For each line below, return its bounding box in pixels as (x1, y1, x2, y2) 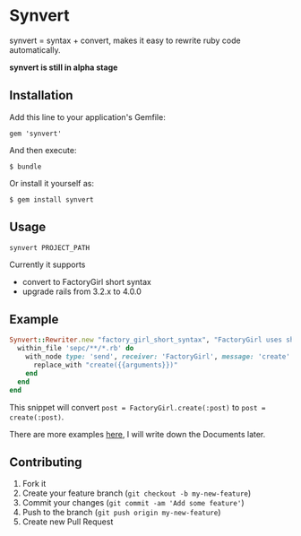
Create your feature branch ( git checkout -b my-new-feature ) (21, 488, 252, 498)
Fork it (21, 479, 47, 489)
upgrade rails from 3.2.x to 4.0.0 (21, 286, 142, 297)
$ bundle (9, 162, 42, 171)
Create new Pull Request (21, 516, 114, 527)
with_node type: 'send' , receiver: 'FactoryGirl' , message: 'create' (25, 352, 291, 361)
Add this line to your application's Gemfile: (9, 111, 166, 122)
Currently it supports (9, 259, 86, 270)
